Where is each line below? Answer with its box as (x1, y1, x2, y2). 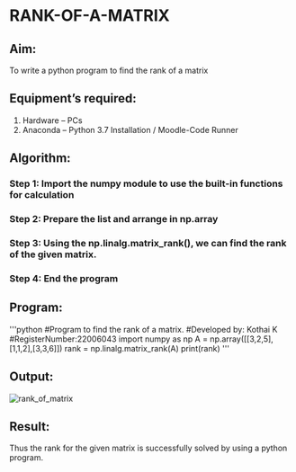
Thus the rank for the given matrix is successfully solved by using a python (9, 442, 288, 454)
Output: (9, 370, 54, 385)
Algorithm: (9, 150, 71, 166)
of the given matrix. (9, 248, 97, 261)
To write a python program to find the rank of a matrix (9, 65, 209, 76)
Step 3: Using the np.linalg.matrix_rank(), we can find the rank (9, 236, 287, 249)
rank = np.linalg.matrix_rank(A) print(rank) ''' (64, 343, 230, 353)
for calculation (9, 189, 75, 201)
